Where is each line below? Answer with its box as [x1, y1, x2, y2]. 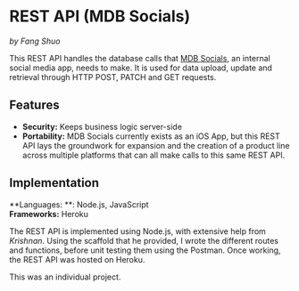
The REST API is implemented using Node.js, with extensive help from [9, 225, 266, 237]
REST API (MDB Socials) [9, 6, 191, 27]
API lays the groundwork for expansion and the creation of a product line [21, 140, 290, 150]
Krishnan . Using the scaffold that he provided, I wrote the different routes [9, 235, 279, 246]
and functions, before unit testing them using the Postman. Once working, [9, 245, 281, 255]
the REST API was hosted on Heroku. [9, 254, 145, 264]
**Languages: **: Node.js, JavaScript [9, 198, 149, 210]
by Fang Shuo [9, 36, 61, 46]
